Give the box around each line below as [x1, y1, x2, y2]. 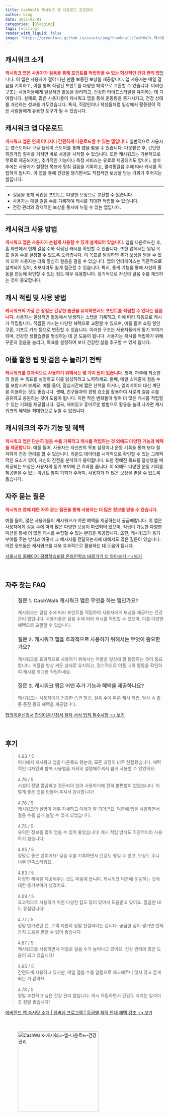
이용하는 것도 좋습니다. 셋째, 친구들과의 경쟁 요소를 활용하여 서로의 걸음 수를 [10, 388, 159, 395]
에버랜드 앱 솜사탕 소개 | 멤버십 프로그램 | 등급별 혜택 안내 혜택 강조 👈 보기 [5, 1010, 152, 1016]
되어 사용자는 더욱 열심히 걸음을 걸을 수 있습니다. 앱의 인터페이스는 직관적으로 [10, 258, 162, 264]
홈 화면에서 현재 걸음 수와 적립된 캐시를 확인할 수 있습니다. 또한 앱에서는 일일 [5, 246, 155, 252]
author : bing [5, 12, 33, 17]
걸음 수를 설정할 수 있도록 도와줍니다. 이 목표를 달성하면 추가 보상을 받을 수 [10, 252, 157, 258]
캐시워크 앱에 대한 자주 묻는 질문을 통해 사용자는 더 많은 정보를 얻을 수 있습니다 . [5, 507, 158, 513]
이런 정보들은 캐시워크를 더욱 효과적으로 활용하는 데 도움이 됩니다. [5, 542, 134, 548]
